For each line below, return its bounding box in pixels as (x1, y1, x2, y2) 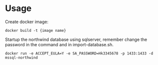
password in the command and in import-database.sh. (5, 41, 114, 47)
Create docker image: (5, 19, 49, 25)
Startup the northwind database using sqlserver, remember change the (5, 37, 147, 42)
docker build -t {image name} (5, 28, 67, 33)
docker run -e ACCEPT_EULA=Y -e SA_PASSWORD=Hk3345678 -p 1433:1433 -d (5, 51, 153, 56)
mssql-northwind (5, 55, 38, 60)
